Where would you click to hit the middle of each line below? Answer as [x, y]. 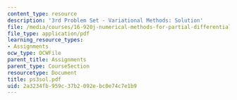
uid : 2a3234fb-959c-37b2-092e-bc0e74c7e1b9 [72, 86]
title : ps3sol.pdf [34, 79]
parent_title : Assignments [47, 60]
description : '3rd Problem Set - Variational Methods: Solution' [105, 20]
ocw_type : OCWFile [34, 54]
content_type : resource [42, 14]
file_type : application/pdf [49, 33]
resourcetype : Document [42, 73]
